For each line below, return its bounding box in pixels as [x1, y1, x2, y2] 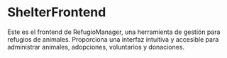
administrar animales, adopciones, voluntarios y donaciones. [7, 42, 185, 51]
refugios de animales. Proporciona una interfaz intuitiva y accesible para [7, 35, 219, 43]
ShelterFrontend [7, 4, 106, 21]
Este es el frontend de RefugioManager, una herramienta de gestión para [7, 28, 221, 36]
